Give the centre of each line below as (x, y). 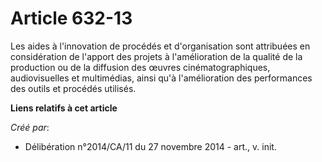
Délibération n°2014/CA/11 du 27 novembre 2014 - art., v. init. (150, 146)
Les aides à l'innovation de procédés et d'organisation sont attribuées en (160, 46)
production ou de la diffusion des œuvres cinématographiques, (140, 67)
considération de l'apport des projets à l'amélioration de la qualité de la (156, 56)
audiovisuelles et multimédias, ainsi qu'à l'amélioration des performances (161, 78)
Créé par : (30, 127)
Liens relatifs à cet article (64, 108)
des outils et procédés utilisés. (73, 88)
